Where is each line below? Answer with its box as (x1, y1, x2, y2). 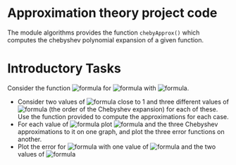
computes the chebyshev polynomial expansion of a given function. (7, 35, 204, 44)
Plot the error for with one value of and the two (17, 142, 216, 151)
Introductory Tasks (7, 61, 121, 77)
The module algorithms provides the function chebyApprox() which (7, 28, 200, 37)
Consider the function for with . (7, 83, 190, 92)
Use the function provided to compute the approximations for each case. (17, 112, 229, 121)
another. (17, 135, 42, 143)
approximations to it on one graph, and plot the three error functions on (17, 127, 225, 135)
